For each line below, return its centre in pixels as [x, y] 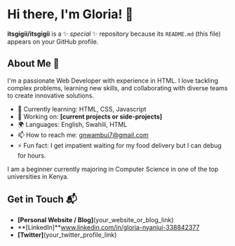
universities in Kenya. [38, 176]
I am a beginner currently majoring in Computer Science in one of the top [113, 169]
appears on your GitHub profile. [53, 41]
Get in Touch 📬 [42, 199]
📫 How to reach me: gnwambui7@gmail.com [83, 135]
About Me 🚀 [33, 63]
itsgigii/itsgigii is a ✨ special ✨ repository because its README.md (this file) [114, 34]
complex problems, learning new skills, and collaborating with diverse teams [117, 88]
